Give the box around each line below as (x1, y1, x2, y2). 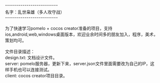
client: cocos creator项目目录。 (5, 72, 68, 78)
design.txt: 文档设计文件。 (5, 55, 57, 60)
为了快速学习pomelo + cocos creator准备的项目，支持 (5, 25, 112, 31)
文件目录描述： (5, 48, 35, 54)
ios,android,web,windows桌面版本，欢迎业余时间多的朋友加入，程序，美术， (5, 31, 158, 37)
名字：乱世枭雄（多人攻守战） (5, 9, 64, 15)
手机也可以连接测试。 (9, 67, 52, 72)
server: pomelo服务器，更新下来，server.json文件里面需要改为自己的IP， (5, 60, 150, 66)
